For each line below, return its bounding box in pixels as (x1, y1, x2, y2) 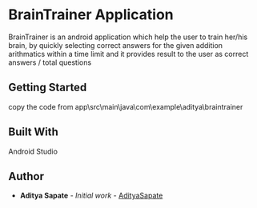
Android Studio (8, 146, 58, 156)
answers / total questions (8, 58, 92, 67)
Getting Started (8, 81, 87, 94)
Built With (8, 126, 58, 139)
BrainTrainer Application (8, 6, 174, 24)
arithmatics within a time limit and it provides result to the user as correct (8, 49, 249, 58)
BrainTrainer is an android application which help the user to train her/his (8, 32, 248, 42)
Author (8, 170, 44, 183)
